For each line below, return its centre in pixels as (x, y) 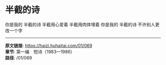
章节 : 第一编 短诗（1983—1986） (40, 51)
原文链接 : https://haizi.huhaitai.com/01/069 (49, 45)
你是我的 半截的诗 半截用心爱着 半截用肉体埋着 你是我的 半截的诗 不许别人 (80, 24)
